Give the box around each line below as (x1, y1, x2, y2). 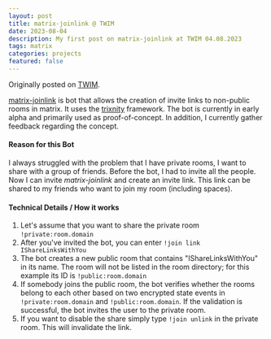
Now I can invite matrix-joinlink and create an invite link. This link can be (8, 176, 251, 185)
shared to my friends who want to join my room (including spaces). (8, 184, 234, 193)
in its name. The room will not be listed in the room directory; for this (20, 262, 250, 272)
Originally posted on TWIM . (8, 79, 100, 89)
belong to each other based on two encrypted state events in (20, 288, 225, 298)
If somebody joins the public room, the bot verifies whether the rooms (20, 280, 255, 289)
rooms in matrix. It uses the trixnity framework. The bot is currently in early (8, 103, 260, 114)
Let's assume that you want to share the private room (20, 220, 199, 230)
